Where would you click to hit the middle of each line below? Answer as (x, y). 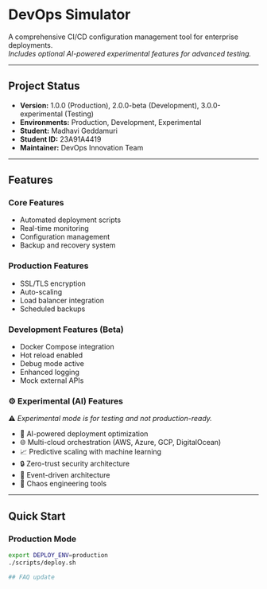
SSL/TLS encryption (52, 283)
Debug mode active (52, 364)
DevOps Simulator (70, 15)
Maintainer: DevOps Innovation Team (81, 147)
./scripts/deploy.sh (43, 563)
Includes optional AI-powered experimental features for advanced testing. (130, 53)
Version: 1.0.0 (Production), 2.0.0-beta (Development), (109, 105)
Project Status (44, 86)
